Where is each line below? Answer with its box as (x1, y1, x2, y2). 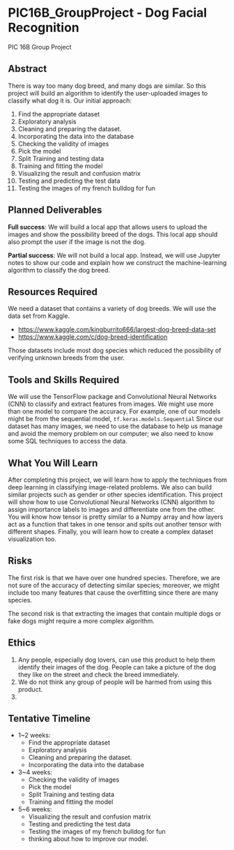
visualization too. (8, 535, 57, 543)
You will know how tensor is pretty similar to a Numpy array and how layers (8, 513, 224, 521)
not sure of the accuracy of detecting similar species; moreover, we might (8, 581, 220, 589)
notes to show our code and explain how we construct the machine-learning (8, 258, 227, 266)
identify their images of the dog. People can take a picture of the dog (17, 662, 217, 671)
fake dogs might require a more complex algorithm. (8, 616, 155, 625)
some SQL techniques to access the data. (8, 437, 128, 446)
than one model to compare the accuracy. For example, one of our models (8, 407, 221, 416)
